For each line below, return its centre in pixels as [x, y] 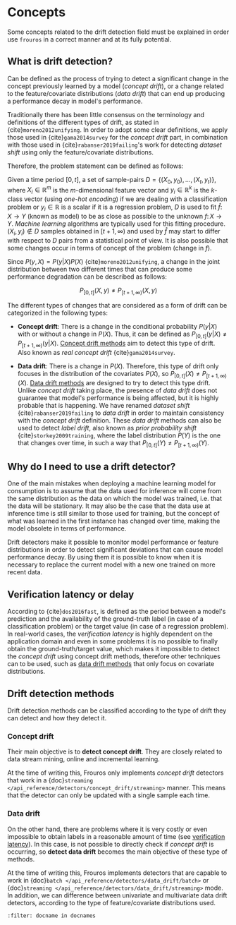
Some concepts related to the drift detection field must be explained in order [118, 32]
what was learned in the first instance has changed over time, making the [114, 521]
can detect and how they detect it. [57, 718]
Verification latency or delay [71, 594]
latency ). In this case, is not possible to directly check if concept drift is [111, 844]
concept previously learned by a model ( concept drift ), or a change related [116, 86]
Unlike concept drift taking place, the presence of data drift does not [117, 390]
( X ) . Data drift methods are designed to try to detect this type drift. [114, 382]
